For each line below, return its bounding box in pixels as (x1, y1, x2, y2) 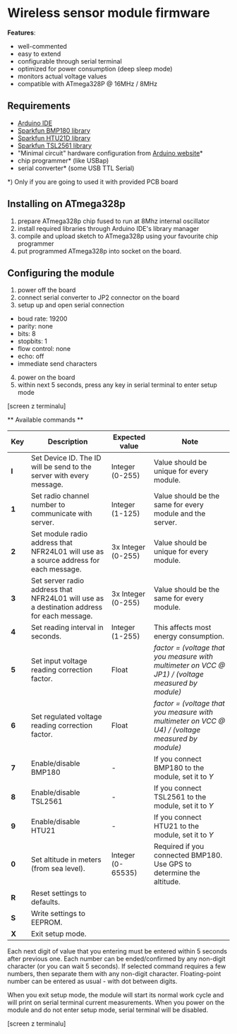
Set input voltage (30, 656, 87, 666)
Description (47, 436, 88, 446)
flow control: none (17, 345, 71, 353)
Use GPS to (154, 860, 192, 869)
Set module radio (30, 529, 88, 539)
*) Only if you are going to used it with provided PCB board (7, 177, 178, 186)
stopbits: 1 (17, 337, 48, 345)
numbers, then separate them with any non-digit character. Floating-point (7, 970, 221, 978)
